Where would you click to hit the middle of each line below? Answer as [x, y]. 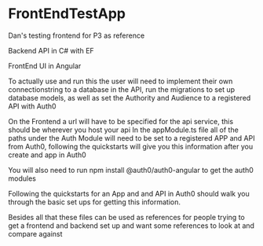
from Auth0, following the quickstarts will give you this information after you [131, 146]
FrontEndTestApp [67, 14]
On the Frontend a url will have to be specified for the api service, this [121, 121]
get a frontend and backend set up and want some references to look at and [131, 226]
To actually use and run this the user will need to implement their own [121, 81]
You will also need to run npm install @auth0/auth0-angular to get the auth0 [131, 170]
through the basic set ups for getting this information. [95, 202]
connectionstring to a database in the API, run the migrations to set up [122, 89]
